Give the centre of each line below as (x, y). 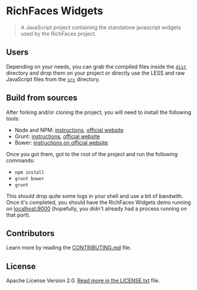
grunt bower (29, 179)
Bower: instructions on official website (61, 142)
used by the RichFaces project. (58, 33)
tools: (13, 118)
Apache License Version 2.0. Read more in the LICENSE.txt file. (83, 281)
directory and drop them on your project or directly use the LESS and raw (96, 73)
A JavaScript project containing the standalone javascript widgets (101, 27)
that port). (18, 215)
